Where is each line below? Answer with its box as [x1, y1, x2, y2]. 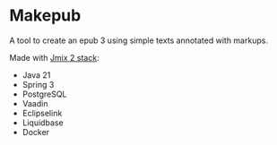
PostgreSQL [22, 89, 67, 99]
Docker [22, 126, 50, 137]
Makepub [9, 5, 82, 26]
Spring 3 [22, 79, 55, 90]
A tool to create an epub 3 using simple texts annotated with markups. [9, 35, 269, 46]
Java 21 [22, 69, 51, 81]
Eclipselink [22, 107, 63, 118]
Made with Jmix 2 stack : [9, 52, 100, 63]
